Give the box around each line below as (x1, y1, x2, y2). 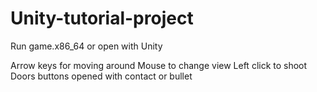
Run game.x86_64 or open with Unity (10, 40, 163, 52)
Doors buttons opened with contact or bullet (10, 70, 193, 82)
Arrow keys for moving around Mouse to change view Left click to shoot (10, 59, 308, 71)
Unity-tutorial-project (10, 7, 194, 30)
